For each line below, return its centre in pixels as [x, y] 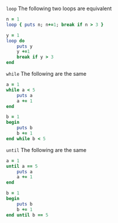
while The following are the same [46, 74]
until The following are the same [46, 150]
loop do [16, 40]
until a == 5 [22, 166]
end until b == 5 [27, 215]
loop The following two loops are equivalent [59, 9]
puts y [25, 46]
